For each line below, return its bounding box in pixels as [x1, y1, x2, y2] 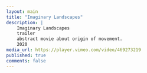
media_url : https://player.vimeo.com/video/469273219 [6, 47, 142, 53]
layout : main [6, 8, 38, 15]
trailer [17, 31, 35, 36]
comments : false [6, 58, 46, 64]
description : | [6, 19, 44, 25]
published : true [6, 52, 46, 58]
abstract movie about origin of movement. [17, 36, 123, 42]
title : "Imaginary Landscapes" [6, 14, 83, 20]
